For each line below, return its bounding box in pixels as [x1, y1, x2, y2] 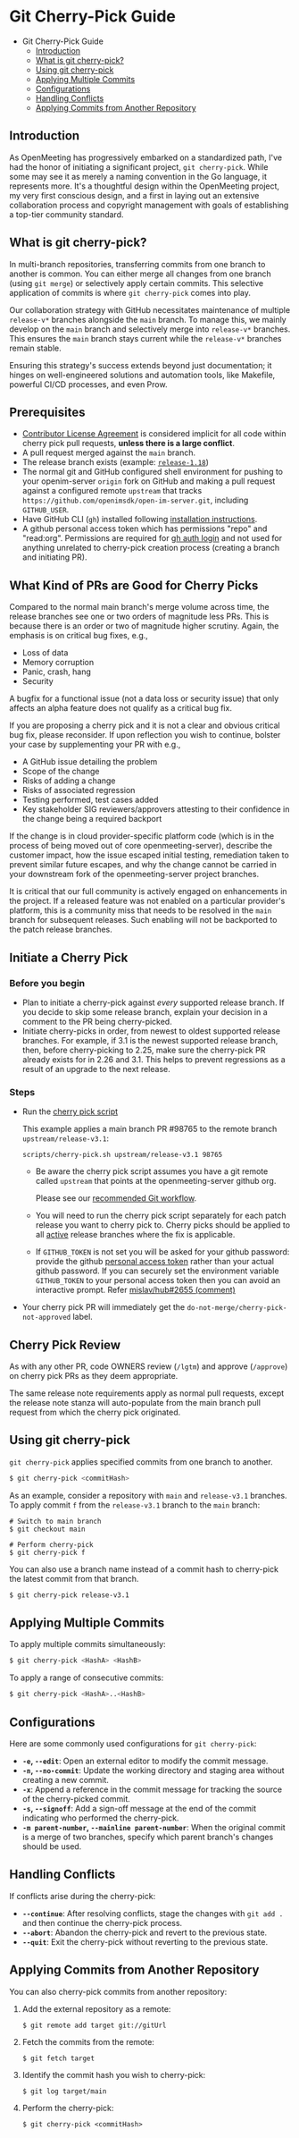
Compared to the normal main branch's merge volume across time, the [9, 602, 270, 613]
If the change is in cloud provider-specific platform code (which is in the [9, 831, 275, 841]
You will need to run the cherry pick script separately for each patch [35, 1210, 287, 1221]
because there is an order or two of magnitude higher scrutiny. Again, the [9, 621, 279, 631]
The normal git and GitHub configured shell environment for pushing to [21, 467, 284, 477]
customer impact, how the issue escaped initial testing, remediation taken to [9, 849, 290, 860]
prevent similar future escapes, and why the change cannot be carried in [9, 859, 277, 870]
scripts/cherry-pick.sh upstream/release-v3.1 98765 [21, 1151, 223, 1160]
